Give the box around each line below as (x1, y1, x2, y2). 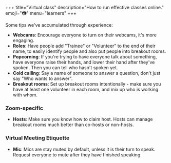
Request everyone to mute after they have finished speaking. (12, 151, 142, 158)
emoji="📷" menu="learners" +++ (5, 10, 77, 16)
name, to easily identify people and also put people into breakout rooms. (12, 48, 166, 54)
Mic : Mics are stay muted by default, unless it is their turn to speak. (12, 146, 156, 152)
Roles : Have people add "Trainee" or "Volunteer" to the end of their (12, 43, 156, 49)
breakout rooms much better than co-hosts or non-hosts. (12, 121, 134, 128)
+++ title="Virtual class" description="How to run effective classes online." (5, 5, 164, 10)
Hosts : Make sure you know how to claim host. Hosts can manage (12, 116, 153, 123)
